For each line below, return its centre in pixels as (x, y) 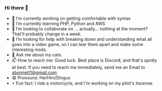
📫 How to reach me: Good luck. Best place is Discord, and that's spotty (84, 60)
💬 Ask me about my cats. (37, 55)
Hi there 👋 (17, 8)
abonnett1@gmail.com (34, 72)
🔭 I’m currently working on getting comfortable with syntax (71, 19)
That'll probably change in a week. (47, 34)
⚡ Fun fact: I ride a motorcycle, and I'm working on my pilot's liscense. (83, 83)
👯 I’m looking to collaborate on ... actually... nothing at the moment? (80, 29)
